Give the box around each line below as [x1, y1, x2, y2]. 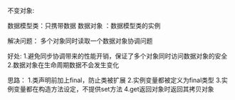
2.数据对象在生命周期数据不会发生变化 [7, 61, 120, 69]
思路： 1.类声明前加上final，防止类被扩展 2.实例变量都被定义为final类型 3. [7, 76, 222, 84]
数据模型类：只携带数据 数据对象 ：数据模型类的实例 [7, 21, 161, 30]
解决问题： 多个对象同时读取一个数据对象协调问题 [7, 36, 153, 45]
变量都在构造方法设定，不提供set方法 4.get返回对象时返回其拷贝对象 [13, 85, 215, 93]
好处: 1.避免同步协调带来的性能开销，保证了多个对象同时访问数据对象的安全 [7, 52, 228, 60]
